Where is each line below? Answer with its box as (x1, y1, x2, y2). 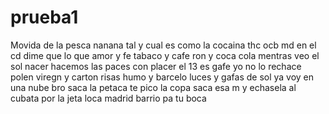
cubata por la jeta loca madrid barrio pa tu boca (10, 92, 207, 104)
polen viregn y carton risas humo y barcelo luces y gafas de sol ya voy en (10, 71, 315, 83)
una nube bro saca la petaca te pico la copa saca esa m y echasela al (10, 81, 297, 93)
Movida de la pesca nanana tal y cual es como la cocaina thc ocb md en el (10, 39, 317, 51)
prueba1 (10, 6, 79, 29)
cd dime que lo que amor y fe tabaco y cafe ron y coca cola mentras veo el (10, 49, 320, 61)
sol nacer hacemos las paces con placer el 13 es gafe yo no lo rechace (10, 60, 302, 72)
